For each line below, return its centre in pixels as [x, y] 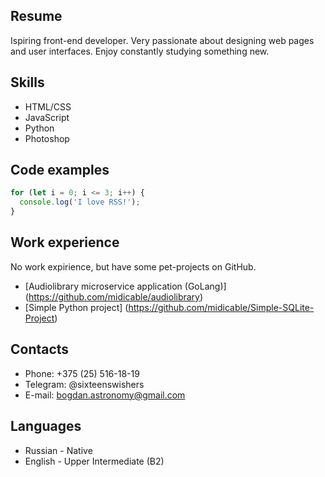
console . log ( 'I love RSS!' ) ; [80, 202]
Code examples [60, 170]
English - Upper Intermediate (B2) [94, 461]
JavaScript [47, 117]
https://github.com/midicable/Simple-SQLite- [221, 307]
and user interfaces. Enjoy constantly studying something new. [140, 51]
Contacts [40, 349]
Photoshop [47, 138]
